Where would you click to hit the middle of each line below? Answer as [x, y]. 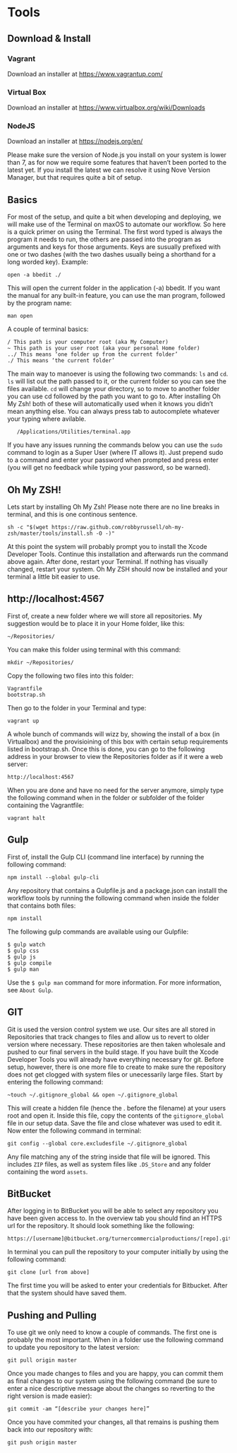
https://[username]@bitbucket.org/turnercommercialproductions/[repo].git [120, 1239]
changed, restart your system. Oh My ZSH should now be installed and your [117, 569]
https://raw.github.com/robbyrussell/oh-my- [118, 528]
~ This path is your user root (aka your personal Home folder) [104, 348]
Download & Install [49, 39]
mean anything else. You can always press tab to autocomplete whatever [114, 412]
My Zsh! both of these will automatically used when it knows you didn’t [110, 404]
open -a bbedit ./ [34, 275]
